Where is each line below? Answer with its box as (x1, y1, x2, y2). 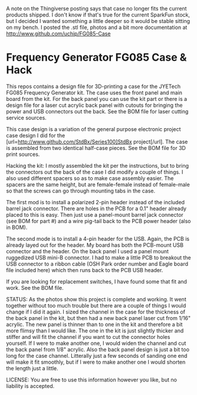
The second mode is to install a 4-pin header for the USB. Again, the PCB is (6, 235, 190, 242)
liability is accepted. (6, 382, 55, 389)
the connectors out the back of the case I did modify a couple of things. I (6, 168, 183, 175)
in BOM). (6, 224, 28, 231)
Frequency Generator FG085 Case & (6, 51, 187, 64)
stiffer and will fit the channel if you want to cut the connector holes (6, 333, 170, 340)
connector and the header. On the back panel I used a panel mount (6, 247, 169, 254)
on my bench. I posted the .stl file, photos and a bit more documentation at (6, 24, 188, 31)
